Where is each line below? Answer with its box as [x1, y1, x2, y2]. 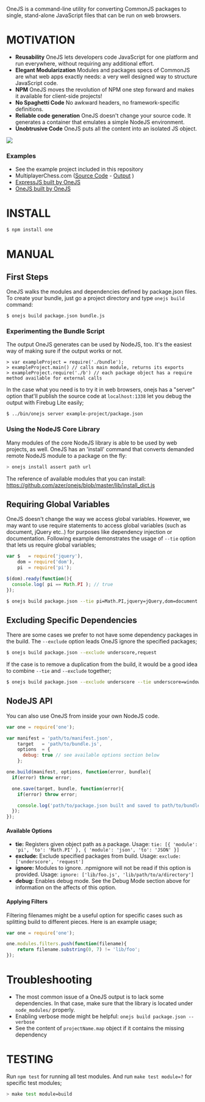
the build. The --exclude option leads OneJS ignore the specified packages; [6, 638, 197, 645]
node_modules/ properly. [15, 1006, 75, 1014]
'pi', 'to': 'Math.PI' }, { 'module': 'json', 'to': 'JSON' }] [15, 847, 180, 853]
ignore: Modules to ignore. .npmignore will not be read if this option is [15, 864, 191, 872]
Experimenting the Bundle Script [6, 327, 105, 335]
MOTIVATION [6, 33, 75, 47]
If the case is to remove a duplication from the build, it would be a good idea [6, 661, 198, 668]
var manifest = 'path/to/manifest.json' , [6, 735, 113, 741]
